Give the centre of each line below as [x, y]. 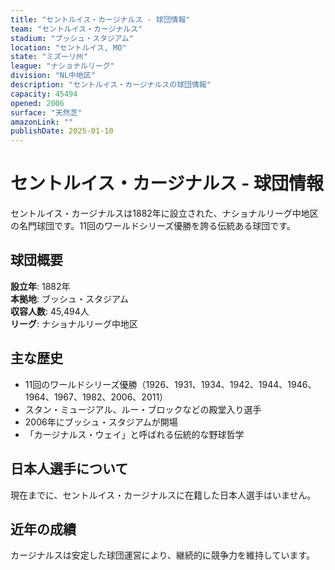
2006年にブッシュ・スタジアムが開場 [101, 422]
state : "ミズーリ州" [49, 57]
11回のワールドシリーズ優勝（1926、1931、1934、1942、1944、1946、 [170, 384]
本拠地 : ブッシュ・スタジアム [69, 298]
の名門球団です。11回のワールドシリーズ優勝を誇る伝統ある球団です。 [153, 226]
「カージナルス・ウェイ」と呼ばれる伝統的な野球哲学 [134, 434]
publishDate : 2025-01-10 [62, 131]
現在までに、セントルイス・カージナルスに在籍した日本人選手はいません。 [163, 495]
